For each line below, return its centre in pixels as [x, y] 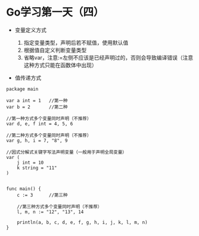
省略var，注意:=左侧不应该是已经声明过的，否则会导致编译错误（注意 [108, 57]
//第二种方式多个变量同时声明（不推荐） [49, 135]
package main [22, 89]
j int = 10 [30, 163]
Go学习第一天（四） [55, 12]
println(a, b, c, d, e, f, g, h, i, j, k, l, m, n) [82, 222]
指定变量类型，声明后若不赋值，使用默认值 [76, 42]
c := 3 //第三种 [42, 195]
